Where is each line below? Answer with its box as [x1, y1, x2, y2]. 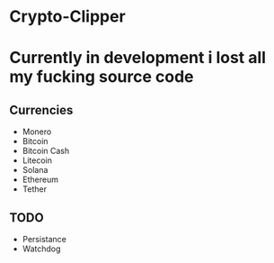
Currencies [9, 102, 74, 118]
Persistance [22, 234, 67, 244]
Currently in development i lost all [9, 48, 267, 68]
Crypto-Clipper [9, 6, 126, 27]
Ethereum [22, 174, 58, 186]
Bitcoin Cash [22, 146, 70, 157]
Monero [22, 126, 52, 137]
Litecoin [22, 155, 52, 166]
